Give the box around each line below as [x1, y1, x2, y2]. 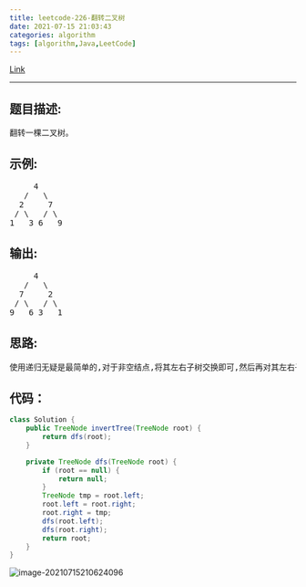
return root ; [42, 533, 92, 543]
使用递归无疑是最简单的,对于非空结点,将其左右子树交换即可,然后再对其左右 [9, 362, 296, 372]
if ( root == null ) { [42, 466, 120, 475]
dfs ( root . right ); [42, 525, 107, 534]
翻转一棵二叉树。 [9, 128, 74, 138]
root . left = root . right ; [42, 499, 137, 509]
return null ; [57, 474, 107, 484]
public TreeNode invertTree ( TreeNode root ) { [25, 424, 202, 434]
